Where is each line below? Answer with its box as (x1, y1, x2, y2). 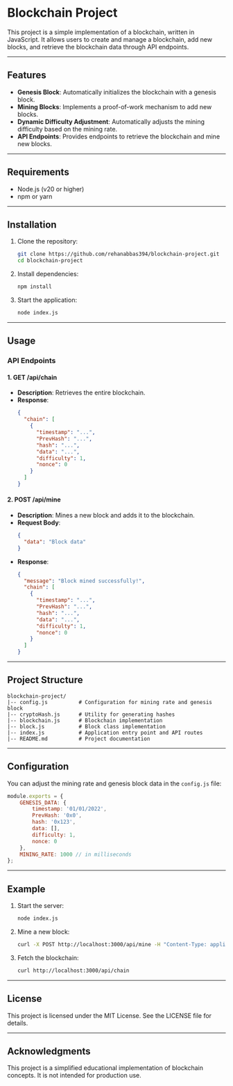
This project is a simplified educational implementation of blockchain (7, 1064, 203, 1072)
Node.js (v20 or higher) (17, 184, 85, 193)
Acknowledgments (7, 1045, 92, 1057)
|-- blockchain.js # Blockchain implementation (7, 717, 163, 724)
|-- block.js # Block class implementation (7, 723, 166, 730)
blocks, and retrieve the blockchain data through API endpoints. (7, 42, 189, 51)
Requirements (7, 166, 69, 178)
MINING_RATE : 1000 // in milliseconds (19, 851, 132, 858)
